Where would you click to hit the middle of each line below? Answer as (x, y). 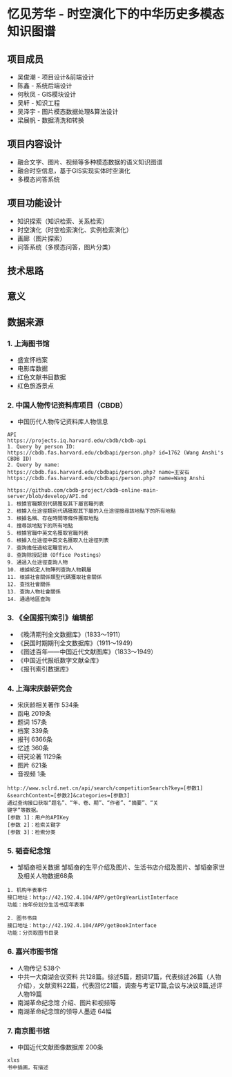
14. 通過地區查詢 (29, 599)
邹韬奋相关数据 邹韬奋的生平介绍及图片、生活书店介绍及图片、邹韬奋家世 (121, 867)
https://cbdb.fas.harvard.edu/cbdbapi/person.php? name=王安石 (98, 473)
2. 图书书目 (22, 918)
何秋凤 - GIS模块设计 (47, 94)
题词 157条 (32, 722)
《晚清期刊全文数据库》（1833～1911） (70, 634)
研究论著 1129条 (39, 756)
